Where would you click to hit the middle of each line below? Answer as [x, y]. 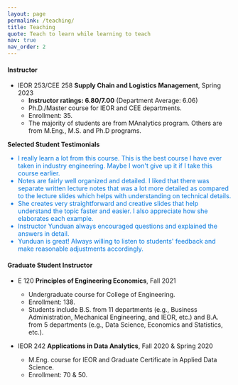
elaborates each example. [55, 219]
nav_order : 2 [27, 47]
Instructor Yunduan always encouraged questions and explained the [118, 226]
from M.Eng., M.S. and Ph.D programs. [85, 131]
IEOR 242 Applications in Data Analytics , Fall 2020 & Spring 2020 [115, 346]
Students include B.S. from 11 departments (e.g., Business [113, 310]
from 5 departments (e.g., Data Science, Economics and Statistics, [125, 325]
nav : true [22, 40]
